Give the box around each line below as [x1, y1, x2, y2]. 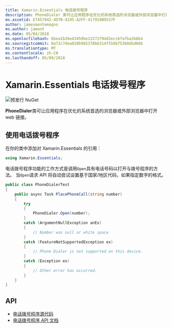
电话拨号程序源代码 [12, 311, 54, 317]
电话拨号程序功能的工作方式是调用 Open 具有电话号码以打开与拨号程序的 [5, 165, 154, 171]
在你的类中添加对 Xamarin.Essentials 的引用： [5, 145, 101, 151]
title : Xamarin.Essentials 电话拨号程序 [5, 7, 88, 13]
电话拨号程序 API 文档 [12, 317, 59, 323]
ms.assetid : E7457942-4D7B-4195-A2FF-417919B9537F [5, 17, 116, 22]
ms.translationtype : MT [5, 46, 56, 51]
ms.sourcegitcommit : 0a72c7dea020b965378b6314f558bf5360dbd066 [5, 41, 143, 46]
